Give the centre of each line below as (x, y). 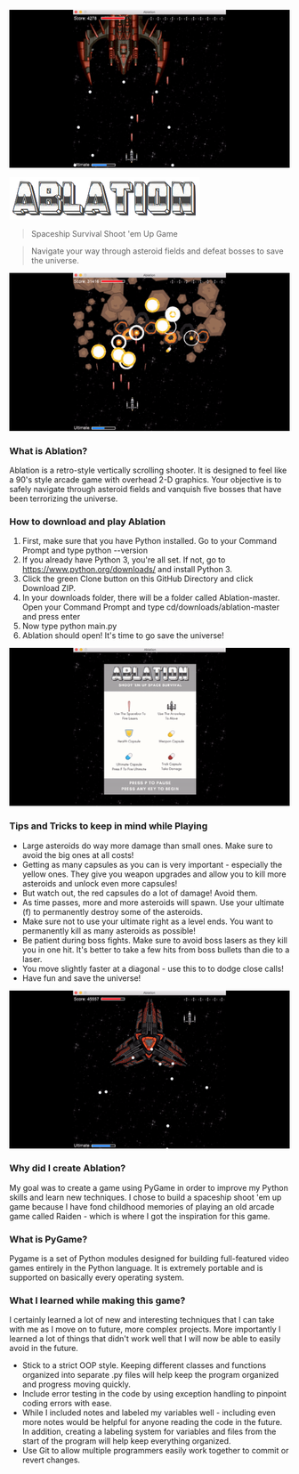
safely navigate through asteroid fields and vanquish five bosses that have (145, 490)
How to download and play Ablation (88, 522)
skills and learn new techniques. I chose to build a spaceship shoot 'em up (145, 1197)
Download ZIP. (49, 588)
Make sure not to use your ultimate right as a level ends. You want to (148, 921)
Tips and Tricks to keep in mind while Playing (109, 826)
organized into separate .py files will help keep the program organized (150, 1375)
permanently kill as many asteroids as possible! (109, 930)
